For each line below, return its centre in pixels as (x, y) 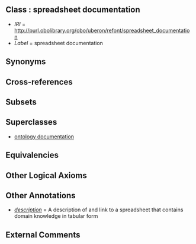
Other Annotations (41, 195)
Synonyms (26, 62)
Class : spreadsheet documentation (73, 10)
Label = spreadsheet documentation (58, 43)
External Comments (43, 235)
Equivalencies (32, 155)
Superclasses (31, 122)
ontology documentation (44, 137)
